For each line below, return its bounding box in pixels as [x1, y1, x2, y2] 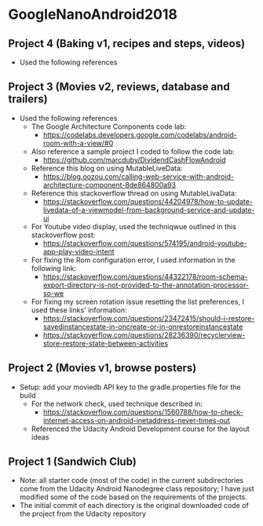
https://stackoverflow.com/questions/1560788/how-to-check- [42, 407, 243, 417]
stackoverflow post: [31, 230, 96, 239]
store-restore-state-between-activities [42, 338, 169, 348]
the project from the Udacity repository [19, 509, 147, 519]
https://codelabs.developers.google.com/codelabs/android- [42, 130, 237, 139]
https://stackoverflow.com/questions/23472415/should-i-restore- [42, 313, 255, 323]
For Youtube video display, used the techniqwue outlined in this [31, 221, 237, 231]
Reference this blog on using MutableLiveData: [31, 163, 183, 173]
